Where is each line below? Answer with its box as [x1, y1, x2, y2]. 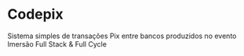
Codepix [7, 5, 64, 23]
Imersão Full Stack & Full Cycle [7, 39, 107, 48]
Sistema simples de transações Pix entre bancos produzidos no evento [7, 31, 237, 40]
